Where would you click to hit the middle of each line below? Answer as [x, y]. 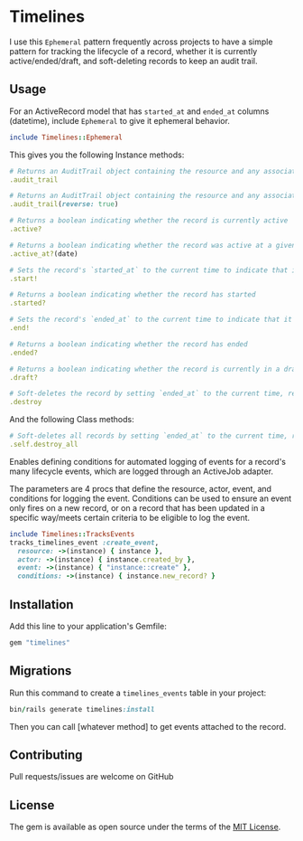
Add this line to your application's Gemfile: [88, 626]
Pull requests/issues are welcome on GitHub [92, 777]
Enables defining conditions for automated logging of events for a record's [148, 461]
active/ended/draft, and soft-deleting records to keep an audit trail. [134, 61]
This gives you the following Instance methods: [97, 155]
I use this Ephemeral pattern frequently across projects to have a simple [141, 42]
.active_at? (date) [44, 254]
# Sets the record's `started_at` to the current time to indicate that [149, 270]
